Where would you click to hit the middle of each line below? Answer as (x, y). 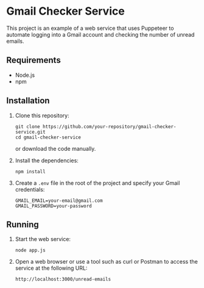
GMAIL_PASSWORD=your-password (54, 206)
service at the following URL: (51, 268)
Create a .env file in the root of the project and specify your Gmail (97, 183)
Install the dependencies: (47, 160)
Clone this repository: (42, 115)
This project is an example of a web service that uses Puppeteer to (90, 28)
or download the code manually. (55, 148)
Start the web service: (43, 239)
